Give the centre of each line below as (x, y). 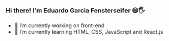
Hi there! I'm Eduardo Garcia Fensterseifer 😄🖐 (75, 10)
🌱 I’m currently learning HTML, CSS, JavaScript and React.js (89, 32)
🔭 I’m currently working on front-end (59, 26)
